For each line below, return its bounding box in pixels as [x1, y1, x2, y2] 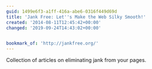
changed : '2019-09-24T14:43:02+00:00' [6, 25, 101, 31]
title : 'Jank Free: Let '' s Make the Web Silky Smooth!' [6, 14, 146, 20]
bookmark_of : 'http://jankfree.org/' [6, 40, 99, 47]
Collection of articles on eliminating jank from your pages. [6, 57, 147, 64]
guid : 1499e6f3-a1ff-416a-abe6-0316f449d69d [6, 8, 117, 15]
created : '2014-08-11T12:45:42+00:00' [6, 19, 101, 25]
